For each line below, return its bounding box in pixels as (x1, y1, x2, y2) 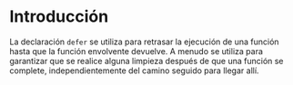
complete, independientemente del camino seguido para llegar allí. (9, 65, 259, 76)
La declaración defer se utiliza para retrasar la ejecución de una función (9, 36, 279, 47)
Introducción (9, 6, 109, 27)
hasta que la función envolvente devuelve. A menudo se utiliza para (9, 45, 264, 56)
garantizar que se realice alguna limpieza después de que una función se (9, 55, 284, 66)
